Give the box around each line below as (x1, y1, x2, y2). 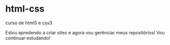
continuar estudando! (5, 35, 51, 41)
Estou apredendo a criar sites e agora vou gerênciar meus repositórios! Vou (5, 29, 165, 35)
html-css (5, 3, 45, 15)
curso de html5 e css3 (5, 20, 53, 26)
